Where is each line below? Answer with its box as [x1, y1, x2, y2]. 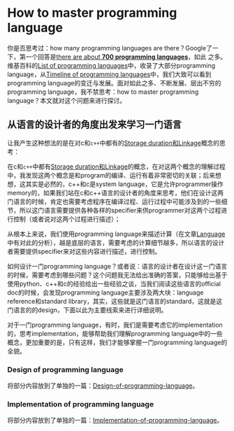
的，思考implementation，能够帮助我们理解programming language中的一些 [7, 329, 224, 337]
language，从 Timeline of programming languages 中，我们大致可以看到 [7, 70, 212, 78]
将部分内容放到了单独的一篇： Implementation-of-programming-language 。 [7, 416, 224, 425]
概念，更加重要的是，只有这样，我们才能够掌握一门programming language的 [7, 338, 228, 346]
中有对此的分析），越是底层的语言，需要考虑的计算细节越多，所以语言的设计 [7, 238, 225, 246]
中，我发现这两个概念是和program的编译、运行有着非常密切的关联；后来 [7, 171, 215, 179]
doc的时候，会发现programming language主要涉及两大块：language [7, 288, 204, 297]
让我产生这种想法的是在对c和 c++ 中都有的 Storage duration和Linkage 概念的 [7, 139, 220, 147]
